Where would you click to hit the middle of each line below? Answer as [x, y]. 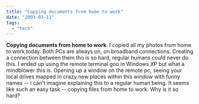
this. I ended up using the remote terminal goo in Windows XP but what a [95, 64]
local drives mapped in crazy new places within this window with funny [93, 77]
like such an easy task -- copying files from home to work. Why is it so [92, 89]
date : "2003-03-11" [30, 17]
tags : [13, 23]
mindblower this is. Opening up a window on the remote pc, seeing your [94, 70]
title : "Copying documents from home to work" [65, 12]
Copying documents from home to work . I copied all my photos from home [99, 45]
